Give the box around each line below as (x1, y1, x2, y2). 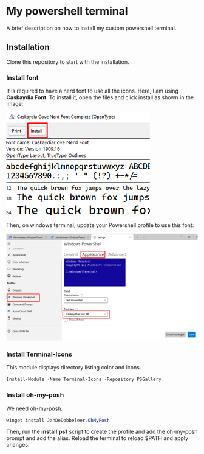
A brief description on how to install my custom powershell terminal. (6, 24, 177, 32)
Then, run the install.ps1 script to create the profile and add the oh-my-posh (6, 428, 198, 436)
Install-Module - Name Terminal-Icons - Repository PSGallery (6, 376, 162, 383)
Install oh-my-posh (6, 391, 64, 399)
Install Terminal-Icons (6, 350, 73, 358)
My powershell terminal (6, 4, 129, 18)
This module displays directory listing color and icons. (6, 364, 141, 371)
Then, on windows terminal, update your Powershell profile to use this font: (6, 222, 194, 229)
